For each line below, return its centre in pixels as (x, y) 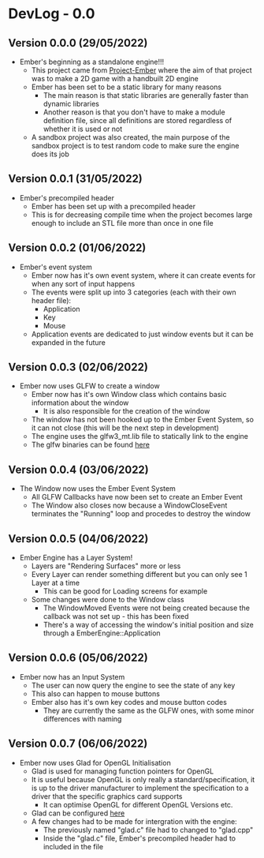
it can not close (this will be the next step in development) (125, 428)
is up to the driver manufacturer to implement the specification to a (140, 788)
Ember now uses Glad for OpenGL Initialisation (95, 762)
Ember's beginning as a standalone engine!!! (92, 62)
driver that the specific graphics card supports (107, 796)
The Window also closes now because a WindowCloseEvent (129, 505)
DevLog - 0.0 (52, 14)
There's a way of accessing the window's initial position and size (149, 625)
